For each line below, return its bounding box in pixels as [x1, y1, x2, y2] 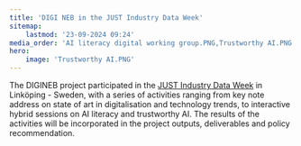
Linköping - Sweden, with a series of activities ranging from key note [9, 89, 265, 100]
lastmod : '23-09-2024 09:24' [25, 30, 135, 39]
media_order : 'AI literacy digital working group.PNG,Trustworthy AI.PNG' [9, 38, 296, 48]
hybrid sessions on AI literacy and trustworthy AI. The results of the [9, 109, 260, 119]
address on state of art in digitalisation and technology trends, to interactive [9, 99, 291, 109]
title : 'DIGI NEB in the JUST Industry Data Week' [9, 13, 204, 23]
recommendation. [9, 128, 75, 138]
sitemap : [9, 22, 42, 31]
